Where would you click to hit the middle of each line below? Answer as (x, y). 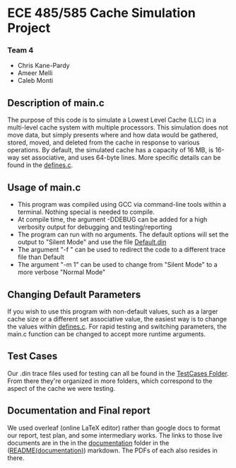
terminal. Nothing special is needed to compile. (86, 212)
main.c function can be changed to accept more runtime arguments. (107, 333)
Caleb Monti (35, 81)
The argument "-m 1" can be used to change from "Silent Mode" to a (117, 265)
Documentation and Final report (79, 411)
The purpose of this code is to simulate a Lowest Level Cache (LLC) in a (112, 120)
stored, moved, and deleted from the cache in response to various (104, 142)
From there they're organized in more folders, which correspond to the (110, 381)
